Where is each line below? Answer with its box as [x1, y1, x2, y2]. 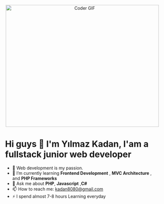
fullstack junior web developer [5, 149, 132, 160]
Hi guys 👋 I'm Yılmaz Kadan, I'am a [5, 139, 149, 150]
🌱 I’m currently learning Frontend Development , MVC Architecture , [12, 170, 152, 176]
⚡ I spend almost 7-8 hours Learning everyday [12, 193, 106, 199]
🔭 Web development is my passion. [12, 165, 83, 171]
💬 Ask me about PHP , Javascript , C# [12, 181, 87, 186]
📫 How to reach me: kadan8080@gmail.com [12, 186, 104, 192]
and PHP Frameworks [12, 175, 57, 181]
